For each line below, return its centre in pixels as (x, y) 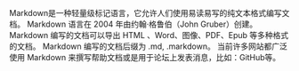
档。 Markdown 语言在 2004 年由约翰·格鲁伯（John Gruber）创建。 (133, 24)
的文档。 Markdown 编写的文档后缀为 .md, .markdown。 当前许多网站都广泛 (148, 46)
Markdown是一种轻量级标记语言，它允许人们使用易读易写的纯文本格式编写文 (149, 13)
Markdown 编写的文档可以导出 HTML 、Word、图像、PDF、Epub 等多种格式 (149, 35)
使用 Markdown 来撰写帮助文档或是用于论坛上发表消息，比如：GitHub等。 (145, 57)
